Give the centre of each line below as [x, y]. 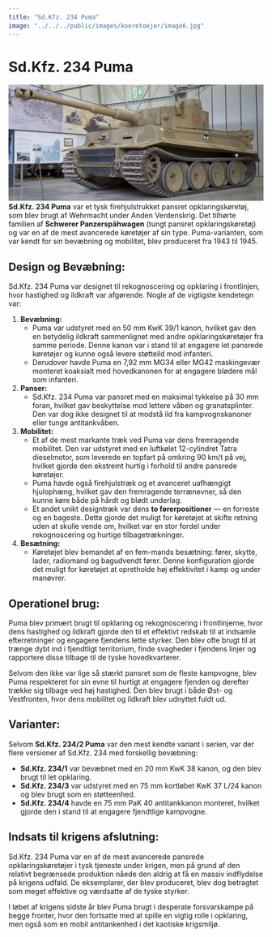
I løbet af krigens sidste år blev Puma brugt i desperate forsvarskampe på [131, 907]
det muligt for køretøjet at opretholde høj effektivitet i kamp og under [147, 570]
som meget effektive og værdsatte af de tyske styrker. [99, 891]
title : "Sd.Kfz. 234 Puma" [54, 17]
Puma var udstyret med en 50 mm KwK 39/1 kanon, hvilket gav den [144, 328]
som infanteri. [55, 380]
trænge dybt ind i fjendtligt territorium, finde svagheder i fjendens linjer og [132, 648]
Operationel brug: [54, 603]
